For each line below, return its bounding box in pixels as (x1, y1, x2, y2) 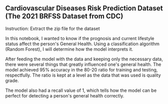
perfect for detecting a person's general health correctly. (5, 92, 124, 98)
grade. (5, 77, 19, 83)
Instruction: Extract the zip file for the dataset (5, 25, 100, 31)
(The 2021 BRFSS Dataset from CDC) (5, 12, 123, 21)
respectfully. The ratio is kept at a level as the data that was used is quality (5, 72, 161, 78)
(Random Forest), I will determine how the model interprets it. (5, 46, 133, 52)
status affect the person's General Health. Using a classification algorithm (5, 41, 160, 47)
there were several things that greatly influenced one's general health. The (5, 61, 161, 67)
